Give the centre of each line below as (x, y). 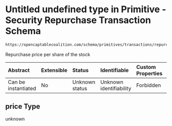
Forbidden (149, 85)
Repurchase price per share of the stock (48, 54)
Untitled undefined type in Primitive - (86, 9)
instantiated (22, 88)
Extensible (54, 70)
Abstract (19, 70)
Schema (23, 31)
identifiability (116, 88)
